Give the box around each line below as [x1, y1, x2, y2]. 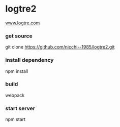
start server [5, 105, 36, 112]
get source [5, 32, 33, 39]
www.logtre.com [5, 20, 40, 26]
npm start [5, 116, 26, 122]
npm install [5, 68, 28, 74]
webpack [5, 92, 25, 98]
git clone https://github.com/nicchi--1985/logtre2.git [5, 44, 115, 50]
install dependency [5, 57, 54, 64]
